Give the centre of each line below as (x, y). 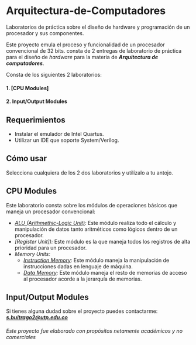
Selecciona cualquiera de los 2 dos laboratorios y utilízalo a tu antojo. (90, 172)
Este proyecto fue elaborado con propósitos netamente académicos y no (94, 331)
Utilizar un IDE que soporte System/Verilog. (67, 140)
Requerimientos (36, 120)
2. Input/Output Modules (37, 101)
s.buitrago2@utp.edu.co (37, 317)
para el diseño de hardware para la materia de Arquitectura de (82, 57)
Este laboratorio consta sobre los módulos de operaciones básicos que (92, 205)
